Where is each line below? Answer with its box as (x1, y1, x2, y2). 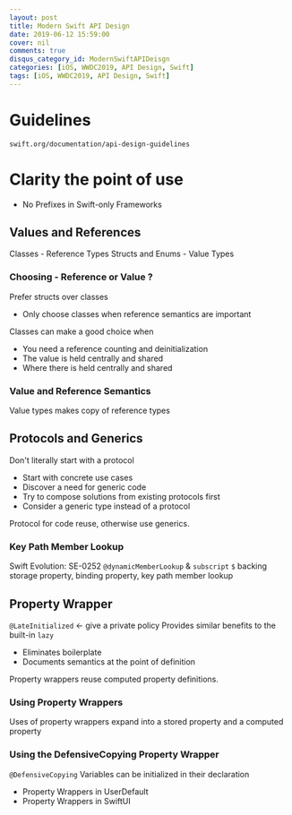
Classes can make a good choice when (9, 326, 154, 337)
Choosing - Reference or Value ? (9, 270, 154, 283)
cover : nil (9, 38, 50, 47)
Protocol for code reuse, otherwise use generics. (9, 518, 190, 528)
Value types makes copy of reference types (9, 405, 170, 416)
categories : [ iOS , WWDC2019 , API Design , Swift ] (9, 64, 194, 73)
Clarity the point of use (9, 169, 184, 189)
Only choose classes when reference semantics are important (21, 308, 252, 319)
